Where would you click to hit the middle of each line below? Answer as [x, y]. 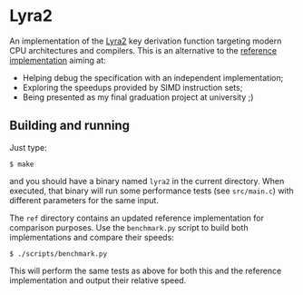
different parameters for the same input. [84, 200]
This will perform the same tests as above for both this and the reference [146, 270]
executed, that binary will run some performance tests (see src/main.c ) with [152, 191]
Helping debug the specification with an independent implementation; [153, 77]
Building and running [69, 126]
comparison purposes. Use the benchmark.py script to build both [129, 227]
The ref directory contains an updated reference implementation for [137, 218]
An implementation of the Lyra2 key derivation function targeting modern [146, 41]
